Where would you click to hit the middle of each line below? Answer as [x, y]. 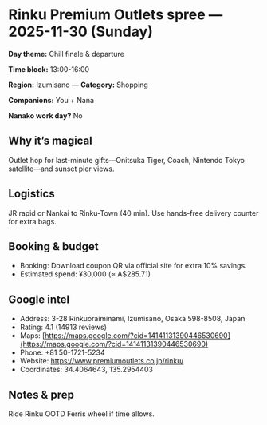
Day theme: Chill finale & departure [67, 54]
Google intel [39, 299]
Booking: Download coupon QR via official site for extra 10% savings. [133, 266]
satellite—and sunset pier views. [61, 169]
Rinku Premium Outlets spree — [116, 15]
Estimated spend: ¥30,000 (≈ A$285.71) [85, 274]
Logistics [31, 194]
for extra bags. [33, 221]
